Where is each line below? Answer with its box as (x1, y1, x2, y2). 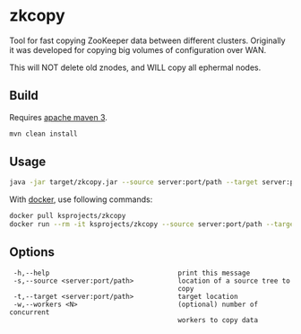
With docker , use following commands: (9, 194, 153, 205)
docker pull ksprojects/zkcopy (9, 212, 126, 221)
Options (9, 244, 56, 260)
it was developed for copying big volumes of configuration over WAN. (9, 44, 267, 55)
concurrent (9, 307, 50, 317)
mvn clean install (9, 129, 78, 138)
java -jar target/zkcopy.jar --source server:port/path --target (9, 178, 258, 187)
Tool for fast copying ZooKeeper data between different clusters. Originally (9, 35, 286, 46)
